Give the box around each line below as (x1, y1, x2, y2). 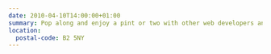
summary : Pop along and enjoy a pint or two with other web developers (8, 19, 254, 27)
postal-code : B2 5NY (15, 33, 85, 42)
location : (8, 26, 42, 34)
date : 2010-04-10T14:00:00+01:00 (8, 11, 121, 20)
